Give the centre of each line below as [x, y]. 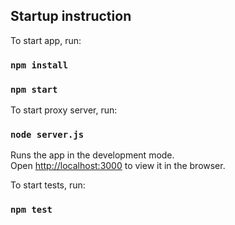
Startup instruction [71, 16]
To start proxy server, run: [64, 110]
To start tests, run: [48, 185]
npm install [39, 65]
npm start [34, 89]
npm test [31, 210]
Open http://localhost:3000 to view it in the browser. [118, 166]
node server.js [47, 134]
